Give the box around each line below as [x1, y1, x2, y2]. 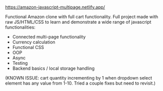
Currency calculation [12, 39, 56, 45]
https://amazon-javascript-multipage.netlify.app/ [5, 4, 106, 10]
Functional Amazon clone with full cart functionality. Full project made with [5, 14, 159, 19]
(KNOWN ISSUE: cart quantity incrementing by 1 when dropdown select [5, 75, 152, 81]
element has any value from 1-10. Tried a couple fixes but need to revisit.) [5, 80, 156, 86]
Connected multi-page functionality [12, 34, 86, 40]
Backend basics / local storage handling [12, 65, 95, 71]
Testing [12, 60, 28, 66]
